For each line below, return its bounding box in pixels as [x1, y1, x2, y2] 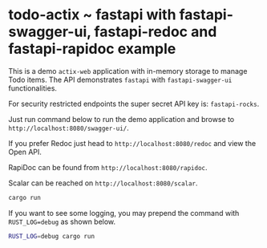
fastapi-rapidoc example [8, 40, 176, 58]
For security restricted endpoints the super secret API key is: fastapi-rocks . [8, 99, 260, 108]
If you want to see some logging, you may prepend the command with [8, 208, 240, 218]
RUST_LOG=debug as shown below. [8, 217, 116, 226]
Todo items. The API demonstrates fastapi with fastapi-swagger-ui [8, 75, 233, 84]
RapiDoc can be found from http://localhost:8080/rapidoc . [8, 162, 208, 172]
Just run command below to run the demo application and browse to [8, 114, 235, 124]
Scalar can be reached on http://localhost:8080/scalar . [8, 178, 198, 188]
